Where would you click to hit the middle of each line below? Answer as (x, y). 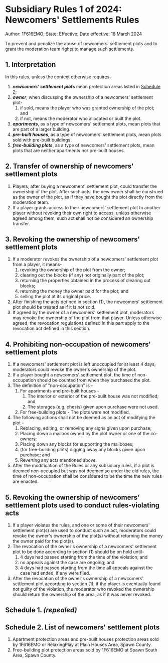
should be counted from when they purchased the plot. (94, 380)
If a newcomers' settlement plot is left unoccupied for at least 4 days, (84, 364)
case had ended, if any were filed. (55, 573)
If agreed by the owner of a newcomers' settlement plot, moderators (83, 313)
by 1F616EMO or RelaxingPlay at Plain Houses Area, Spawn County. (82, 645)
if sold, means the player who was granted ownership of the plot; (87, 108)
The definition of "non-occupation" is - (53, 385)
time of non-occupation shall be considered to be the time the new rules (87, 476)
